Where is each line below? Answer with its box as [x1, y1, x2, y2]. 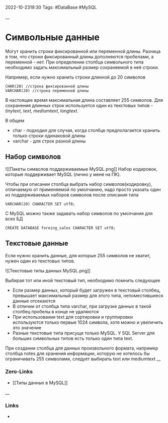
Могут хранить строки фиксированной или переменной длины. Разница [5, 48, 161, 54]
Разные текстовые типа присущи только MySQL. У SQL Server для [12, 330, 155, 336]
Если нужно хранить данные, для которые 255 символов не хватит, [5, 252, 151, 258]
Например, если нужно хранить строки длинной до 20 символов [5, 74, 146, 80]
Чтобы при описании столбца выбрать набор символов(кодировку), [5, 181, 152, 187]
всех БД [5, 216, 23, 222]
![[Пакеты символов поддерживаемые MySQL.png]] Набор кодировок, [5, 166, 157, 172]
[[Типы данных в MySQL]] [12, 380, 68, 386]
